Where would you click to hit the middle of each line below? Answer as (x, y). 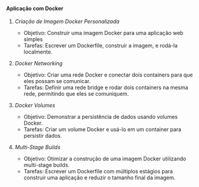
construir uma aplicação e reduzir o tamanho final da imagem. (99, 178)
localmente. (38, 52)
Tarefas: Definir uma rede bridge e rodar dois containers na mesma (106, 88)
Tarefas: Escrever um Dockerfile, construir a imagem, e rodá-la (101, 46)
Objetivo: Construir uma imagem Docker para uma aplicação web (103, 33)
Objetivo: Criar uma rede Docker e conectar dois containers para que (108, 75)
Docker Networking (39, 64)
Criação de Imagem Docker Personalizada (67, 21)
